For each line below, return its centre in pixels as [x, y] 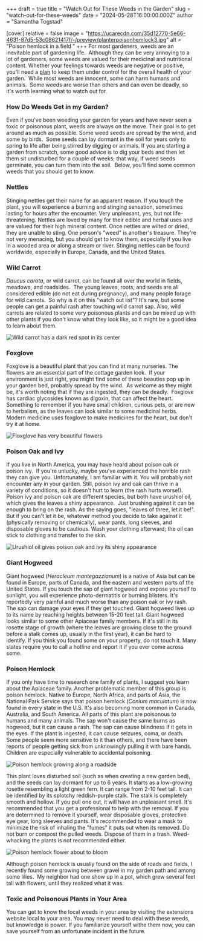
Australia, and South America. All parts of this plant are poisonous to [91, 714]
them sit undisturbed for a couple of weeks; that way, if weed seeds [91, 159]
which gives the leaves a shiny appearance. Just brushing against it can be [101, 503]
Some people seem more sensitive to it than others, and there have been [97, 740]
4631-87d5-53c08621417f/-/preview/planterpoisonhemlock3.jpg [86, 40]
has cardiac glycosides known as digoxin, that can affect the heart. [90, 398]
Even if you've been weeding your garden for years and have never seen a [99, 120]
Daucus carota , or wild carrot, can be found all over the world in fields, [94, 280]
